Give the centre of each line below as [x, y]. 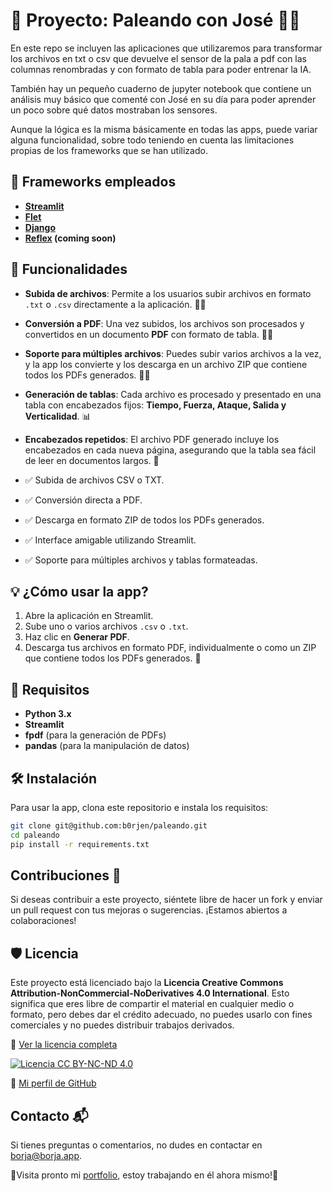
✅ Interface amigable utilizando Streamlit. [110, 540]
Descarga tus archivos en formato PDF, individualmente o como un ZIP [170, 648]
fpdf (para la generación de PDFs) [95, 735]
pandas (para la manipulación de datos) [107, 746]
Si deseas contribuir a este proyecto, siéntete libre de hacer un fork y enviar [166, 900]
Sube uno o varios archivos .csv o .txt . [106, 626]
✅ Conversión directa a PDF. [83, 500]
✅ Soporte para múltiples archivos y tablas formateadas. [141, 560]
